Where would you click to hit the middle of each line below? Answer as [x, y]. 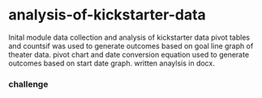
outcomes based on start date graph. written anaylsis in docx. [112, 63]
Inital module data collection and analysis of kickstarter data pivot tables [129, 37]
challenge [28, 84]
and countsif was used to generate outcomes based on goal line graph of [131, 45]
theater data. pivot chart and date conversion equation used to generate [129, 54]
